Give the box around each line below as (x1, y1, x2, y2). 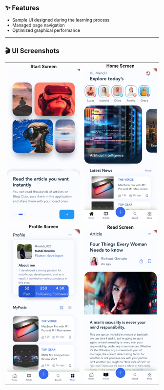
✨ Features (5, 4, 40, 12)
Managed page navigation (12, 22, 65, 28)
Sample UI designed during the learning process (12, 17, 110, 23)
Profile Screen (28, 224, 59, 230)
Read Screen (107, 224, 134, 230)
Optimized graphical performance (12, 27, 81, 33)
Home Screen (106, 63, 135, 69)
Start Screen (30, 63, 57, 69)
